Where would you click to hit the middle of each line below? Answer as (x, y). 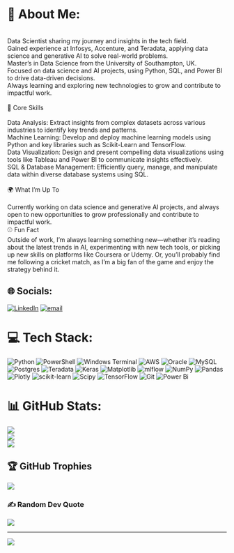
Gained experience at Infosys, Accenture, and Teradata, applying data (108, 48)
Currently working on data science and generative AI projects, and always (113, 207)
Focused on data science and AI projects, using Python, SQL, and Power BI (115, 70)
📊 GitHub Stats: (55, 406)
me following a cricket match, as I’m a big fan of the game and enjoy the (111, 262)
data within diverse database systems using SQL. (78, 174)
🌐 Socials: (30, 291)
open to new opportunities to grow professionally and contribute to (103, 214)
